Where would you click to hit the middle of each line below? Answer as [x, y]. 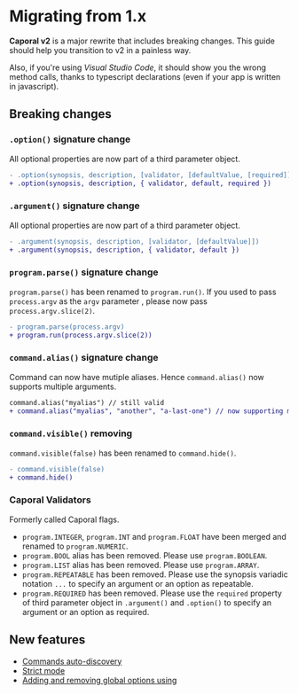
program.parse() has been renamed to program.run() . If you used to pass [143, 292]
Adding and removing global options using [99, 680]
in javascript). [34, 86]
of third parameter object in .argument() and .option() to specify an [147, 602]
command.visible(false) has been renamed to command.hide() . [123, 453]
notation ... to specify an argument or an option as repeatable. [138, 583]
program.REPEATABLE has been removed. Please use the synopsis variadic [155, 574]
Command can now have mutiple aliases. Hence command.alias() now [137, 377]
